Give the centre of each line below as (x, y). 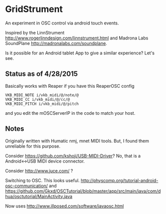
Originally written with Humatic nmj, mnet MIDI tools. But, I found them (77, 141)
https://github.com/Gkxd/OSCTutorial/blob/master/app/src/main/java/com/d (83, 191)
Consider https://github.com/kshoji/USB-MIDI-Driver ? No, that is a (73, 156)
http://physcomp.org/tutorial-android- (120, 180)
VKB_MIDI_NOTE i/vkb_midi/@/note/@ (42, 95)
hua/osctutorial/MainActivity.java (39, 196)
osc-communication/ (27, 186)
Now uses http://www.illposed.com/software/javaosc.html (65, 206)
